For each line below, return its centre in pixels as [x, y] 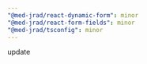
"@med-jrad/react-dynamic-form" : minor [73, 15]
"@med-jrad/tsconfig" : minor [55, 30]
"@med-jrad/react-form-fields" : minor [71, 23]
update [19, 52]
